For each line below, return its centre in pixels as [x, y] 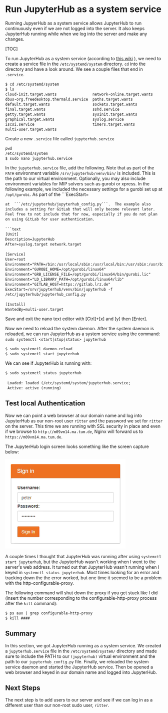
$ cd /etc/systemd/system [32, 84]
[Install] [15, 304]
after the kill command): [31, 603]
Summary [21, 634]
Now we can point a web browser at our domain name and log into [74, 415]
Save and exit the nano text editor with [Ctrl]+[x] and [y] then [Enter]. [76, 319]
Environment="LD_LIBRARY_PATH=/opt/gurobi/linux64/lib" [64, 279]
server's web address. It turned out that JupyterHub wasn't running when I [82, 567]
